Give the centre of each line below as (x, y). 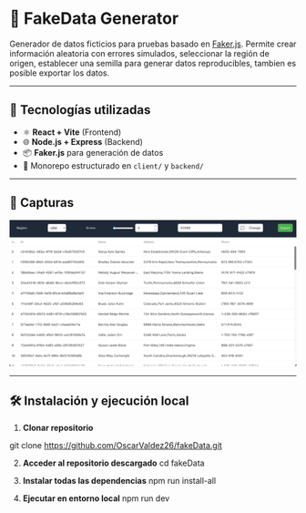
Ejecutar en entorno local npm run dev (96, 498)
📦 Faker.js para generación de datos (93, 152)
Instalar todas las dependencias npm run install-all (119, 480)
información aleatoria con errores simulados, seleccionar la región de (140, 53)
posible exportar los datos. (60, 73)
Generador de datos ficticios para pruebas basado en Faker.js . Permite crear (153, 44)
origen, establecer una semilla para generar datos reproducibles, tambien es (153, 63)
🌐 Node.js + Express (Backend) (83, 141)
